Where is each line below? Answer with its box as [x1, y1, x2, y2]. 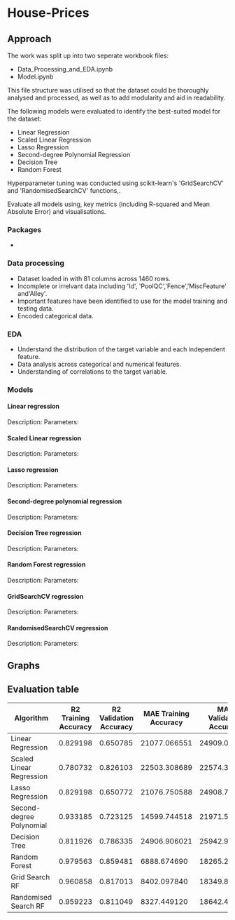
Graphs [7, 659, 41, 671]
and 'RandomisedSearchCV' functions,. [7, 187, 121, 194]
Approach [7, 33, 52, 45]
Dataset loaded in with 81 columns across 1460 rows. [17, 274, 171, 283]
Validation [99, 713, 134, 723]
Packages [7, 224, 42, 234]
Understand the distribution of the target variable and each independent [17, 345, 225, 353]
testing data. [17, 304, 54, 313]
